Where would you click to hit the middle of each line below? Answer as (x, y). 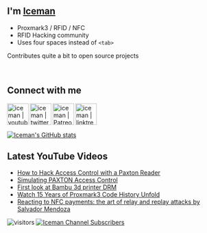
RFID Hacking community (53, 35)
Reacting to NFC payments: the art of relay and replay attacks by (108, 202)
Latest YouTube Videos (58, 157)
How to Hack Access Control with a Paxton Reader (89, 173)
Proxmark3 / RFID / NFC (51, 27)
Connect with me (45, 91)
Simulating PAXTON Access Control (67, 180)
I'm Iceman (32, 11)
